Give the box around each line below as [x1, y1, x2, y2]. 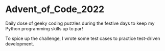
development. [5, 40, 34, 46]
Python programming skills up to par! [5, 25, 83, 31]
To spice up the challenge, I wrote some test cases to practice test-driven [5, 35, 160, 41]
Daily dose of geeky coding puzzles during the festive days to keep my [5, 20, 155, 26]
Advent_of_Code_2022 [5, 4, 105, 15]
